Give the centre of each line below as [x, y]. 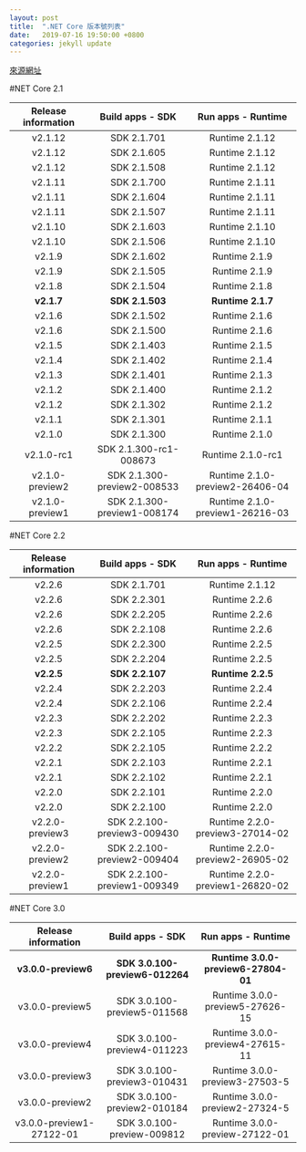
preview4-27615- [245, 1044]
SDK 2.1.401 [138, 375]
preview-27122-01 [245, 1135]
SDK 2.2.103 [138, 763]
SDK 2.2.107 [138, 674]
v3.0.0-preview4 [55, 1044]
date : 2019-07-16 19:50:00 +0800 [77, 35]
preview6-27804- [246, 970]
